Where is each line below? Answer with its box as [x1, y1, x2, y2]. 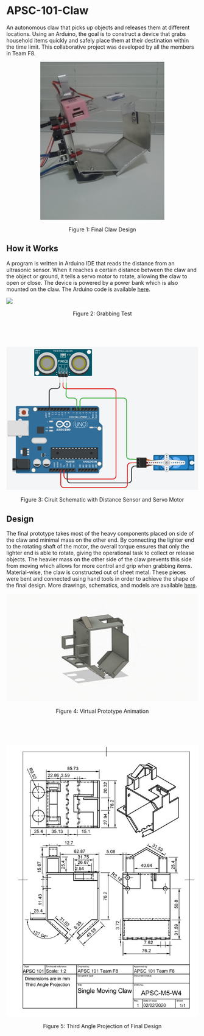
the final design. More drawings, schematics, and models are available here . [6, 581, 198, 589]
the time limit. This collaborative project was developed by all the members [6, 43, 194, 51]
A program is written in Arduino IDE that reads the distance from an [6, 259, 175, 267]
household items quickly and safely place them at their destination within [6, 37, 189, 44]
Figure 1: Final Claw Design [68, 226, 136, 233]
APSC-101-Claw [6, 4, 89, 18]
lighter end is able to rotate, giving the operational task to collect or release [6, 549, 195, 556]
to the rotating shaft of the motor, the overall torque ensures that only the [6, 542, 189, 550]
